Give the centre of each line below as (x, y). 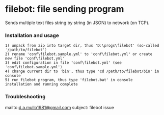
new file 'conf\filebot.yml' (35, 58)
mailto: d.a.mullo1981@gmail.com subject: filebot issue (60, 107)
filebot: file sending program (65, 9)
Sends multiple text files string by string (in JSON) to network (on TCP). (77, 23)
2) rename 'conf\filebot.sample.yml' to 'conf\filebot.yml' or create (79, 54)
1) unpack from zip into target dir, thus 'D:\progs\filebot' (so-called (82, 46)
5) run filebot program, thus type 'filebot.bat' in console (69, 80)
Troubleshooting (25, 97)
